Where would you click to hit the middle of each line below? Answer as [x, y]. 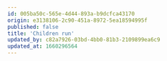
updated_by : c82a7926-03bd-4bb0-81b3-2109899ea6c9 [84, 40]
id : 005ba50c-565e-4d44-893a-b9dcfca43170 [71, 14]
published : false [33, 27]
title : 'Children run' [41, 33]
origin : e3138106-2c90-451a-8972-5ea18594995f [77, 20]
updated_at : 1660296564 [43, 46]
